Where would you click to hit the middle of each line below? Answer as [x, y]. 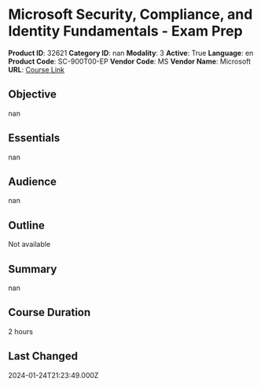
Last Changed [43, 357]
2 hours [21, 331]
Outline [26, 225]
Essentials [34, 138]
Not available [29, 244]
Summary [33, 269]
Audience [33, 181]
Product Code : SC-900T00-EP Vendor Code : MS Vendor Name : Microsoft [130, 61]
